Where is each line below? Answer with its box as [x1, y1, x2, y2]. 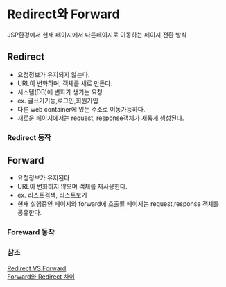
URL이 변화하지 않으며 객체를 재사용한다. [17, 182, 128, 191]
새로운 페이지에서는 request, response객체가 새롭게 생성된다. [17, 114, 184, 122]
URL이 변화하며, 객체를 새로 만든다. [17, 79, 113, 87]
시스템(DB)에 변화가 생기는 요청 [17, 87, 103, 96]
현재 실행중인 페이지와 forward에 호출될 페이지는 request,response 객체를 [17, 200, 220, 208]
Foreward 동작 [7, 227, 55, 237]
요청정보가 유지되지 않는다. [17, 70, 90, 78]
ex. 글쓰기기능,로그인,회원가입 [17, 96, 98, 105]
